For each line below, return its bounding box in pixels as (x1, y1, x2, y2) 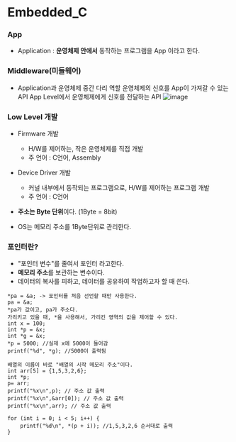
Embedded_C (7, 4, 87, 21)
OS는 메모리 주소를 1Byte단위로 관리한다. (17, 223, 132, 231)
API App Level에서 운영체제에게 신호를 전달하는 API (17, 92, 162, 101)
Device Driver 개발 (17, 168, 71, 177)
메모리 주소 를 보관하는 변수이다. (17, 268, 105, 277)
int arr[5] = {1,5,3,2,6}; (7, 368, 87, 375)
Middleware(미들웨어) (7, 66, 82, 76)
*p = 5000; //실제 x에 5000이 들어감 (7, 340, 108, 348)
